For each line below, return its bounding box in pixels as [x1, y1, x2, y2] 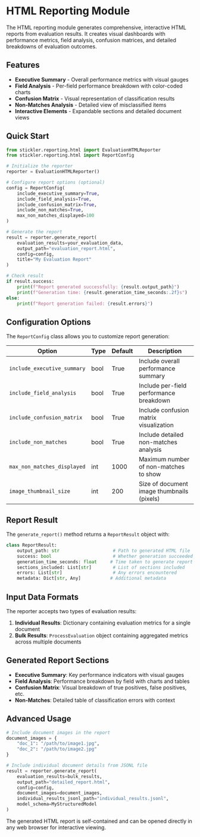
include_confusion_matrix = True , [17, 201, 97, 208]
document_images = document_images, [17, 790, 102, 796]
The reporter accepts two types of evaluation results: [6, 608, 137, 614]
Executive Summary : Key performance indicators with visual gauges [14, 671, 185, 678]
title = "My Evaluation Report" [17, 257, 92, 263]
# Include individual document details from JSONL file [6, 763, 148, 769]
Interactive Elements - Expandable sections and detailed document [14, 107, 182, 114]
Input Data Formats [6, 592, 79, 602]
